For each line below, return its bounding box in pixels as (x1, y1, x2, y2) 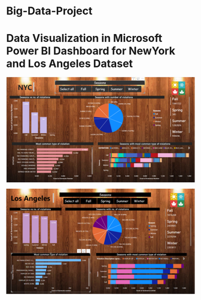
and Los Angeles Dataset (6, 57, 133, 71)
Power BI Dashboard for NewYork (6, 44, 175, 58)
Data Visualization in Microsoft (6, 32, 163, 45)
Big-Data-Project (6, 4, 93, 18)
